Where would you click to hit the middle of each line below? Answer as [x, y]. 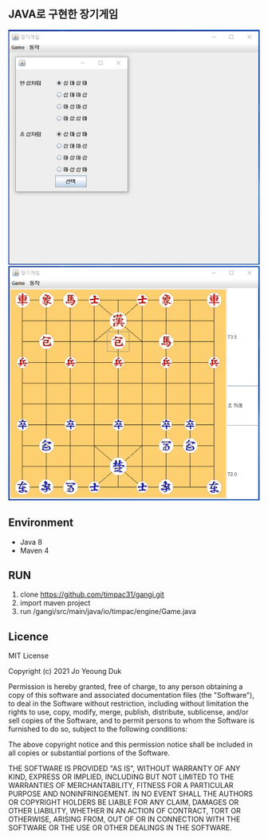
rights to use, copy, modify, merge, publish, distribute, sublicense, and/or [128, 712]
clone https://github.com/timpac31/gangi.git [92, 595]
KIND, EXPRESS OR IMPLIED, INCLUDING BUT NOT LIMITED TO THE [121, 777]
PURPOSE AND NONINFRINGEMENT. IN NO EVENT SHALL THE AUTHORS [131, 794]
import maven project [55, 603]
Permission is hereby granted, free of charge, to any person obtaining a [126, 687]
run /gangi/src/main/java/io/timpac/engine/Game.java [108, 612]
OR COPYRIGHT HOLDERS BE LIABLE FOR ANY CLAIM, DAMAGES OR [124, 802]
